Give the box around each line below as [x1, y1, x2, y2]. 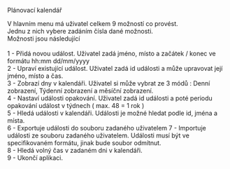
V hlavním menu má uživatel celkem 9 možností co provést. [7, 20, 178, 27]
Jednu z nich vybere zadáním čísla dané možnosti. [7, 27, 154, 35]
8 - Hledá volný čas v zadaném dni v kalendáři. [7, 147, 143, 154]
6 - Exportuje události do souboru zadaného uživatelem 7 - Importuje [7, 124, 206, 132]
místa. [7, 116, 25, 125]
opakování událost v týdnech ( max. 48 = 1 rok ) [7, 102, 145, 109]
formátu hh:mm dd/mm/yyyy [7, 57, 89, 65]
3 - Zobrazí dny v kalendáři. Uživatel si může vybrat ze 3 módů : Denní [7, 79, 210, 87]
